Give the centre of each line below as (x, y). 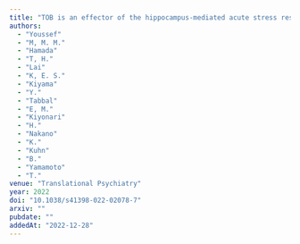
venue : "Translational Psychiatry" (75, 184)
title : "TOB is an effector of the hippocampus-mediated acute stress (143, 17)
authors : (25, 26)
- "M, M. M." (42, 42)
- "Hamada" (37, 51)
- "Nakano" (37, 134)
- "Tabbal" (37, 101)
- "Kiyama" (37, 84)
